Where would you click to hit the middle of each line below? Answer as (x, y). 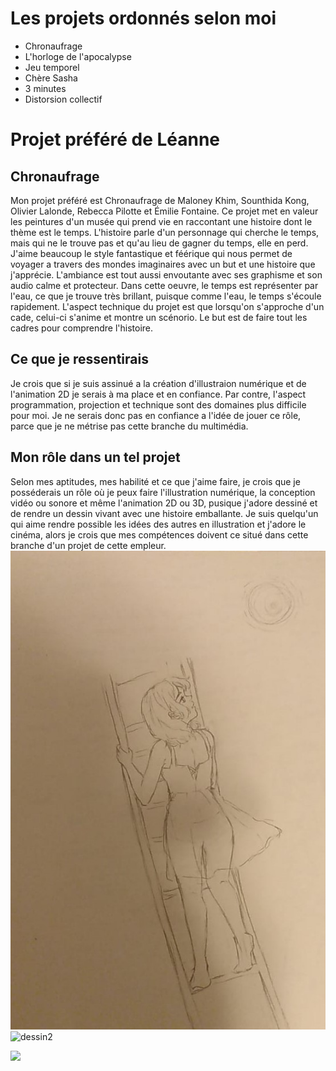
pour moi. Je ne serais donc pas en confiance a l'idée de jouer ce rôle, (156, 415)
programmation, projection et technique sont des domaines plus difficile (158, 404)
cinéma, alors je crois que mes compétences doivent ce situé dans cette (159, 534)
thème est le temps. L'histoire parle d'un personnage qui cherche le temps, (165, 232)
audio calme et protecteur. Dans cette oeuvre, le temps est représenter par (164, 285)
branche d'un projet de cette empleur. (88, 545)
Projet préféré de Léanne (115, 139)
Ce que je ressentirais (79, 359)
